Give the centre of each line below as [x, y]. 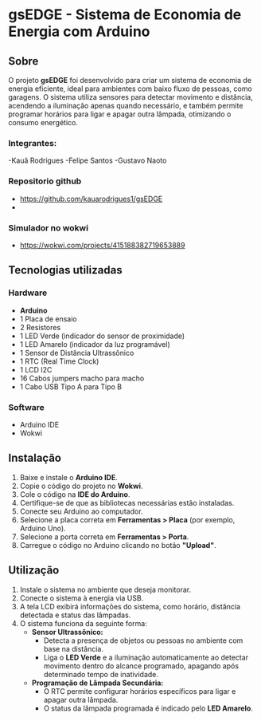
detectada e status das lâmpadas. [75, 615]
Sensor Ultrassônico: [67, 632]
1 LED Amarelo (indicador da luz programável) [95, 344]
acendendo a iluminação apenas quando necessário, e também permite [126, 106]
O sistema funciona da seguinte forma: [83, 623]
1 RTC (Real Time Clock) [59, 361]
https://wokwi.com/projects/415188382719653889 [102, 245]
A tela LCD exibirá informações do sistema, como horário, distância [130, 606]
